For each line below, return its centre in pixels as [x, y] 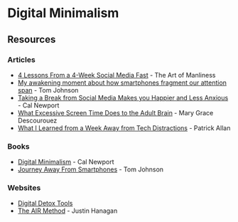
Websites [24, 188]
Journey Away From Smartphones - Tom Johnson [91, 169]
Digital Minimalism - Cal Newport [66, 162]
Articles [21, 60]
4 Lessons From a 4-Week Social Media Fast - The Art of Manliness [117, 75]
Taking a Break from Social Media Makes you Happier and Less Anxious [123, 97]
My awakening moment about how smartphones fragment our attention [122, 83]
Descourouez [37, 120]
